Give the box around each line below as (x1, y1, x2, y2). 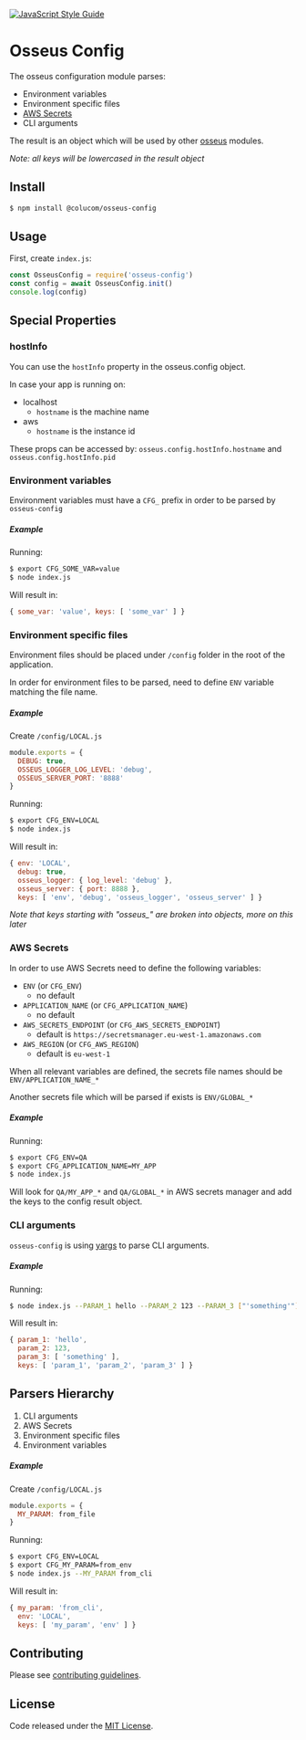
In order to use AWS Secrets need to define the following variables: (9, 962, 261, 973)
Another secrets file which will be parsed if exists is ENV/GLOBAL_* (9, 1091, 253, 1102)
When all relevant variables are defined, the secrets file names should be (9, 1065, 283, 1076)
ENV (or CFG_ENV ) (22, 980, 83, 991)
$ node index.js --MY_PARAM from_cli (9, 1569, 153, 1578)
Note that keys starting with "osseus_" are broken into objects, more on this (9, 909, 294, 920)
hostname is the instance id (36, 425, 136, 436)
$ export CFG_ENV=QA (9, 1153, 88, 1162)
